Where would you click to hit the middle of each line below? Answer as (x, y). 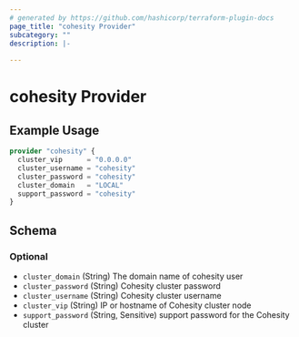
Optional (29, 256)
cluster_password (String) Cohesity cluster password (121, 286)
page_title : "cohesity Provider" (73, 26)
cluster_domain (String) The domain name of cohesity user (133, 276)
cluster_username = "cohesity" (77, 168)
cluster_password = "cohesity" (77, 177)
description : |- (40, 43)
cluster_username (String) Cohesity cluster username (122, 295)
